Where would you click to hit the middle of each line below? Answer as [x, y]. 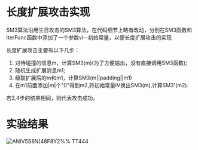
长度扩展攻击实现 [48, 12]
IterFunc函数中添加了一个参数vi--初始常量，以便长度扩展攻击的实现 [89, 37]
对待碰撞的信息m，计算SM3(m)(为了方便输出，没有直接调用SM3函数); [101, 63]
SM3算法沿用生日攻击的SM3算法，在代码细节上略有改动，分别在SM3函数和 [99, 30]
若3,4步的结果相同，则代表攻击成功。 [52, 98]
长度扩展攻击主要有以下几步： [43, 50]
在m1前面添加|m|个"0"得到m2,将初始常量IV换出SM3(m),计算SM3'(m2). [102, 85]
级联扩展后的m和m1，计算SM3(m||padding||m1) [74, 78]
